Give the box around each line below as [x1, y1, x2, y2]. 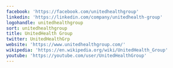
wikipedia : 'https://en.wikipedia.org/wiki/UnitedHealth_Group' [6, 47, 168, 53]
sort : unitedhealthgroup [6, 25, 68, 31]
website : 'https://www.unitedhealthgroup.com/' [6, 42, 126, 48]
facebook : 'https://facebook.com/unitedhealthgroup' [6, 8, 139, 15]
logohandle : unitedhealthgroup [6, 20, 84, 25]
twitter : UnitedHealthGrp [6, 36, 70, 42]
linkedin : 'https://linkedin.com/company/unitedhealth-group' [6, 14, 163, 20]
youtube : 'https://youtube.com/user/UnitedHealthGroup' [6, 53, 147, 59]
